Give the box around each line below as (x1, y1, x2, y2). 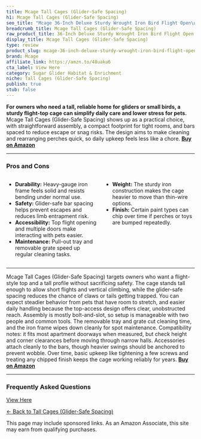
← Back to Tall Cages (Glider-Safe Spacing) (6, 408, 114, 415)
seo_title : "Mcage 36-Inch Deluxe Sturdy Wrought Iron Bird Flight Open (6, 20, 191, 26)
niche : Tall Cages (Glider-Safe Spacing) (6, 75, 111, 81)
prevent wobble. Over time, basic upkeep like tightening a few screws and (6, 350, 188, 357)
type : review (6, 43, 39, 49)
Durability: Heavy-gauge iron (14, 181, 88, 188)
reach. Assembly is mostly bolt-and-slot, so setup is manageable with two (6, 311, 189, 319)
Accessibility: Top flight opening (14, 219, 97, 226)
